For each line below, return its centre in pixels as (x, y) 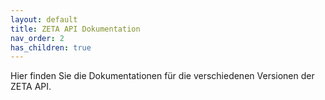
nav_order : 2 (37, 38)
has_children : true (51, 47)
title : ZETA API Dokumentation (75, 29)
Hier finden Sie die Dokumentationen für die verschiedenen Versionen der (162, 76)
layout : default (44, 19)
